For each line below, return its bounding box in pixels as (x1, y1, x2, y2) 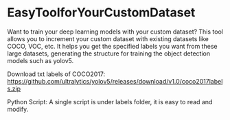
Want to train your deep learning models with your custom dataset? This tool (7, 27, 223, 36)
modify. (7, 105, 29, 113)
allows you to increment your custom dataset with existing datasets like (7, 34, 209, 43)
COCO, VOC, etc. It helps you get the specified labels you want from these (7, 42, 218, 50)
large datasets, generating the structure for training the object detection (7, 49, 211, 58)
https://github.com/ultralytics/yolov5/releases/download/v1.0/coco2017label (7, 77, 223, 85)
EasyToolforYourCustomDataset (7, 5, 196, 21)
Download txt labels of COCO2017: (7, 70, 105, 78)
